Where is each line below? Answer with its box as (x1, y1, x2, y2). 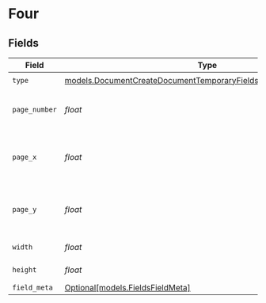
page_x (12, 153, 37, 161)
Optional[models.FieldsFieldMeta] (64, 282, 192, 293)
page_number (12, 105, 58, 114)
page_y (12, 205, 37, 214)
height (12, 266, 37, 274)
